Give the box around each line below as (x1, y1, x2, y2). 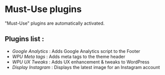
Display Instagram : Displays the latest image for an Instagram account (12, 64, 160, 70)
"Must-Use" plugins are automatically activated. (5, 20, 105, 26)
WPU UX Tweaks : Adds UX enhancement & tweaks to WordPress (12, 59, 150, 65)
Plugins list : (5, 35, 44, 43)
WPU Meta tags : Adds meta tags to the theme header (12, 53, 126, 59)
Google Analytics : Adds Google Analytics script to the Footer (12, 48, 140, 54)
